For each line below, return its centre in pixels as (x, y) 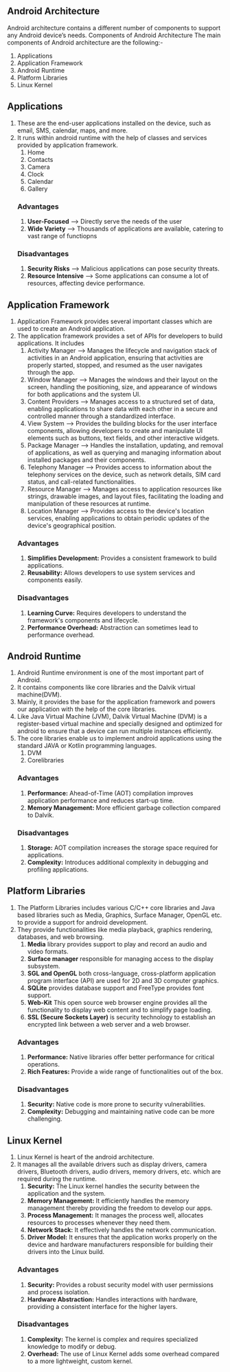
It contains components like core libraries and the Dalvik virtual (106, 687)
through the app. (51, 373)
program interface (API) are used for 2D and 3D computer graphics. (123, 980)
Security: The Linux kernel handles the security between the (114, 1186)
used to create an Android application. (71, 329)
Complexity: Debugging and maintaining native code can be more (121, 1112)
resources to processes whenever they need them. (99, 1223)
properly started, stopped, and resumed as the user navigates (115, 365)
